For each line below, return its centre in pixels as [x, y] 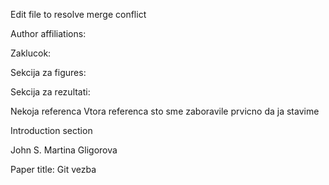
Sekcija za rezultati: [50, 92]
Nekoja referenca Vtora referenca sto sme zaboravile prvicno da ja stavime [165, 111]
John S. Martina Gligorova [64, 150]
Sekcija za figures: [48, 72]
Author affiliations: [48, 33]
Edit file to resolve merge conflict [78, 14]
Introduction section [51, 130]
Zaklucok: [31, 53]
